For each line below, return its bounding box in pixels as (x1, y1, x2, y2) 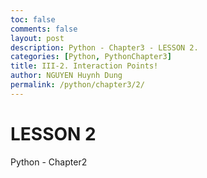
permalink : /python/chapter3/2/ (10, 80, 145, 90)
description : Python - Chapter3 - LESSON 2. (10, 42, 199, 53)
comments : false (10, 24, 78, 34)
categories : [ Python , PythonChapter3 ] (10, 52, 172, 62)
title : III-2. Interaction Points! (10, 61, 159, 71)
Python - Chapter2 (10, 156, 88, 168)
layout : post (10, 33, 65, 43)
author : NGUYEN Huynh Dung (10, 71, 123, 81)
